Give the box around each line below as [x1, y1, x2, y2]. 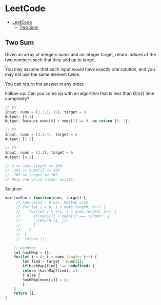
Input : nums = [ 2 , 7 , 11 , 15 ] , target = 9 [5, 110, 86, 115]
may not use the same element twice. [5, 71, 80, 77]
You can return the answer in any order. [5, 81, 84, 87]
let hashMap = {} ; [14, 250, 51, 255]
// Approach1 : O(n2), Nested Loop [16, 200, 89, 205]
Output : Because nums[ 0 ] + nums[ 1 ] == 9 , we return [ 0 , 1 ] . [5, 118, 130, 124]
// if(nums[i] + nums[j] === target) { [16, 213, 110, 218]
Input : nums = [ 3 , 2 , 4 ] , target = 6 [5, 132, 78, 137]
